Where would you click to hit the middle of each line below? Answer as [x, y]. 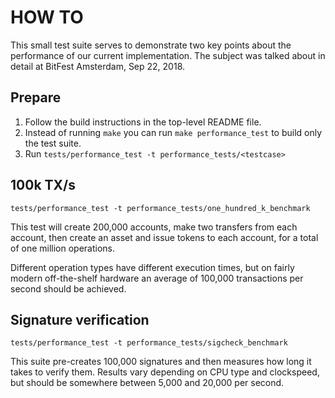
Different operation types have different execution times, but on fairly [152, 267]
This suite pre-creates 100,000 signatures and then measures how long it [161, 362]
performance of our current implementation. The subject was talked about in [168, 55]
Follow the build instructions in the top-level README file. [143, 122]
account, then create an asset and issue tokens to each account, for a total [164, 237]
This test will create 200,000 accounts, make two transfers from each [154, 227]
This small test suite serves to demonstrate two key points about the [151, 45]
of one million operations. [63, 248]
